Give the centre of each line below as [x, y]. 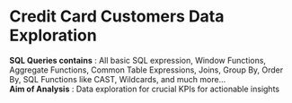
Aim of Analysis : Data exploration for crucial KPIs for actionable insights [145, 89]
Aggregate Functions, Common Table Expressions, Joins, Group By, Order [146, 70]
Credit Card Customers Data [117, 17]
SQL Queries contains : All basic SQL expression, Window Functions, [138, 60]
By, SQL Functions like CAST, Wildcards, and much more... [118, 79]
